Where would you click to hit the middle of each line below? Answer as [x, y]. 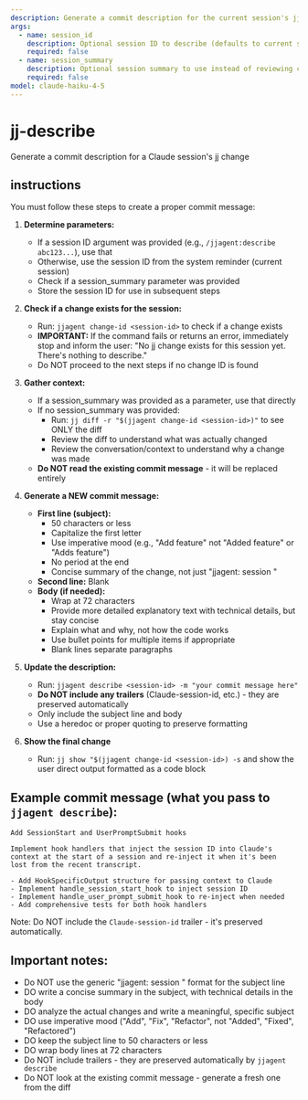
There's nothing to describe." [92, 355]
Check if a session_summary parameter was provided [138, 281]
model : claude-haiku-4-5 [58, 86]
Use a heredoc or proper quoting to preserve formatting [142, 724]
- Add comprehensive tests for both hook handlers [109, 905]
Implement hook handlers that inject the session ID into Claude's [142, 849]
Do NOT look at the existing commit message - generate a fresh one [152, 1078]
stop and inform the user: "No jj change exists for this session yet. [161, 346]
